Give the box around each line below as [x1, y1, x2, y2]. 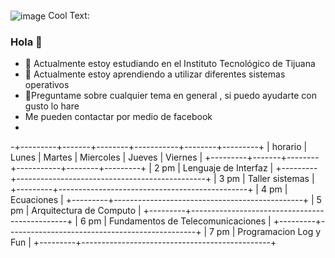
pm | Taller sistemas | [226, 173, 315, 185]
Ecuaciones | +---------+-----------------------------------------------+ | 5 [10, 194, 322, 206]
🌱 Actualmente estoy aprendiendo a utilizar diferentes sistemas [24, 68, 286, 80]
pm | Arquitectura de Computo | [10, 205, 142, 217]
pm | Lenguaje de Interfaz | [161, 162, 274, 174]
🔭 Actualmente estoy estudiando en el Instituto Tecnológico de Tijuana [24, 58, 316, 70]
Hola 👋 [10, 35, 43, 49]
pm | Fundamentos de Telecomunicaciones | [88, 215, 272, 227]
